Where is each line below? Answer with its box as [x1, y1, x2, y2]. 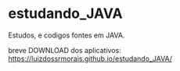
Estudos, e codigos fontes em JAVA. [8, 30, 125, 40]
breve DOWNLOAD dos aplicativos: [8, 45, 121, 55]
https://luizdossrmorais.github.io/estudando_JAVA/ [8, 54, 173, 63]
